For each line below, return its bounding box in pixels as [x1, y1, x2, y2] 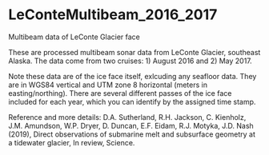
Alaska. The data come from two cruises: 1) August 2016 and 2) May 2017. [8, 56, 252, 66]
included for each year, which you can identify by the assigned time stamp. [8, 97, 256, 106]
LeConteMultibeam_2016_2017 [8, 6, 218, 24]
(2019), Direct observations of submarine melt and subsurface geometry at [8, 129, 256, 139]
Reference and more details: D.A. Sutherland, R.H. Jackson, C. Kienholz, [8, 112, 247, 121]
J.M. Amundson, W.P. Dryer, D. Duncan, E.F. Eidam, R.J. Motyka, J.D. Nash [8, 121, 254, 130]
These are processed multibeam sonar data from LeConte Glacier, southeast [8, 47, 261, 57]
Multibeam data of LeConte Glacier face [8, 32, 140, 42]
